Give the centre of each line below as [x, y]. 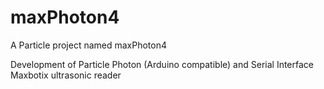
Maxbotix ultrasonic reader [66, 75]
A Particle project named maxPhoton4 [89, 45]
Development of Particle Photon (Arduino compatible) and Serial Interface [162, 64]
